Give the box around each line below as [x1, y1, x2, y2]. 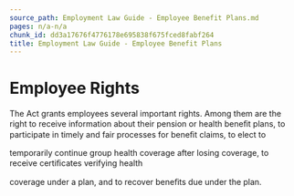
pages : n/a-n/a [9, 22, 68, 31]
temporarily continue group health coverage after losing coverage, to [9, 148, 269, 159]
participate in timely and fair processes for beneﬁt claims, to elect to [9, 129, 267, 140]
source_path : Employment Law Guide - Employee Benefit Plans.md [9, 13, 259, 23]
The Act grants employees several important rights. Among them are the [9, 108, 281, 119]
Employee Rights [9, 78, 140, 98]
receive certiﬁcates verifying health [9, 158, 143, 169]
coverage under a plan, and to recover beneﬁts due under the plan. [9, 177, 262, 188]
